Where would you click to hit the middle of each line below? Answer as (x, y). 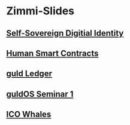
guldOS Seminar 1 (40, 94)
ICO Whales (29, 115)
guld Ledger (29, 74)
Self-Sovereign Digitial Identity (65, 33)
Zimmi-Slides (40, 11)
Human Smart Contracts (52, 53)
